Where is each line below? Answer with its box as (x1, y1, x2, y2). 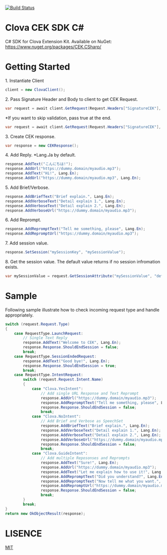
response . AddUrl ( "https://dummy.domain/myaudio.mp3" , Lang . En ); (5, 175, 141, 180)
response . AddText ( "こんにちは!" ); (5, 161, 73, 166)
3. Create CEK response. (5, 133, 56, 139)
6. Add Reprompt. (5, 217, 41, 223)
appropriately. (5, 312, 34, 318)
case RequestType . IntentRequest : (14, 373, 83, 378)
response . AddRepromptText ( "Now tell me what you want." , (40, 478, 162, 484)
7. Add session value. (5, 240, 49, 246)
